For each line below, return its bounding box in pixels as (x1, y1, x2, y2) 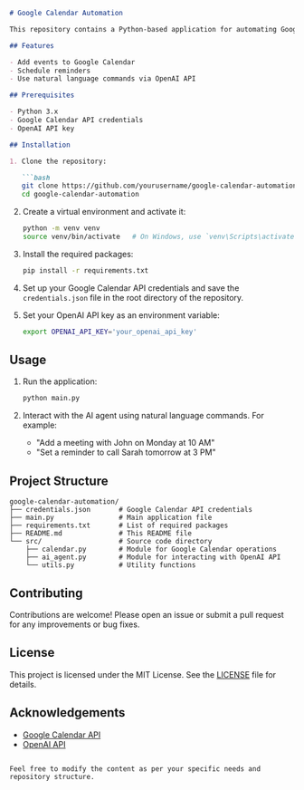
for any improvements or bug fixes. (9, 619, 140, 630)
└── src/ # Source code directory (9, 537, 213, 546)
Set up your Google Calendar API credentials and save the (22, 282, 240, 294)
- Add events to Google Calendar (9, 57, 136, 67)
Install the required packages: (22, 248, 134, 259)
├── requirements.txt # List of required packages (9, 521, 229, 530)
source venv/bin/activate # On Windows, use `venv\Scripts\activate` (22, 232, 299, 241)
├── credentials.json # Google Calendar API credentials (9, 506, 253, 515)
